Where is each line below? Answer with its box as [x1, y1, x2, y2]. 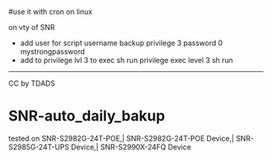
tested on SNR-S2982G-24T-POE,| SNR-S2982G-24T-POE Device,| [8, 133, 235, 143]
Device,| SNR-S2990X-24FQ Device [70, 141, 192, 152]
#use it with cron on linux [8, 7, 93, 16]
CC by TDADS [8, 78, 55, 88]
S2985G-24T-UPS [8, 141, 70, 152]
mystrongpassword [19, 47, 85, 56]
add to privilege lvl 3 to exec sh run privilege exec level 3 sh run [19, 56, 233, 65]
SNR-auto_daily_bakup [8, 107, 166, 125]
